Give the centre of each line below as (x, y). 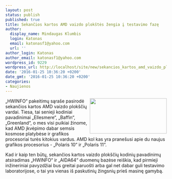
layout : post (19, 10)
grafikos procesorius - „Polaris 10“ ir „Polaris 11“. (56, 145)
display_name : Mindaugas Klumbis (46, 34)
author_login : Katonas (29, 53)
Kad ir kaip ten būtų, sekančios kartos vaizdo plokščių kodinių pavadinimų (83, 154)
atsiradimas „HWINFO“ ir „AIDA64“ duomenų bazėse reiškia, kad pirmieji (82, 160)
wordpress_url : (21, 67)
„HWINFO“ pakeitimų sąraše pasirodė (45, 101)
